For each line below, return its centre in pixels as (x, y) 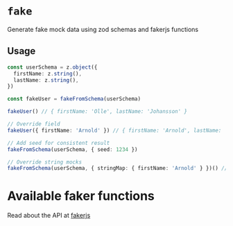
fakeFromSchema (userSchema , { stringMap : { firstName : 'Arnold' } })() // (118, 168)
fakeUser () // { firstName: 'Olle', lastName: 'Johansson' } (97, 112)
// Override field (34, 124)
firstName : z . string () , (48, 73)
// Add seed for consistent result (59, 143)
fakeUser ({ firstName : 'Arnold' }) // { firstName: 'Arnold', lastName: (114, 130)
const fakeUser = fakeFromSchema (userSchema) (74, 99)
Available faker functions (81, 196)
